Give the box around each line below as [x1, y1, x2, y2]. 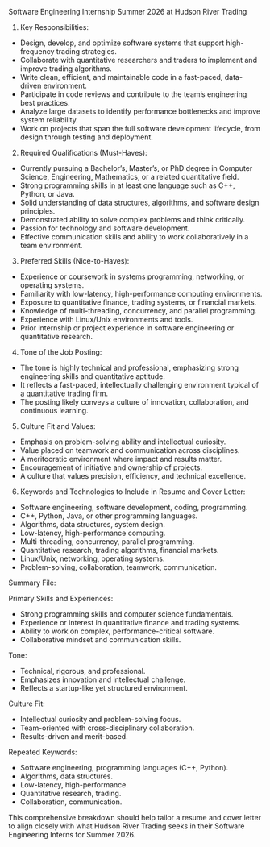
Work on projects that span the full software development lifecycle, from [19, 124, 260, 133]
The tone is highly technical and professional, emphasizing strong [19, 363, 239, 372]
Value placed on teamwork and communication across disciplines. [19, 446, 240, 455]
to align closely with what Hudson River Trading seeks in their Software [8, 821, 245, 831]
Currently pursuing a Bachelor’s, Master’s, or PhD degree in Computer [19, 164, 253, 172]
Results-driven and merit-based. [19, 732, 128, 741]
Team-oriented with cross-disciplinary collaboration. [19, 723, 195, 733]
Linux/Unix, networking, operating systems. [19, 554, 165, 563]
